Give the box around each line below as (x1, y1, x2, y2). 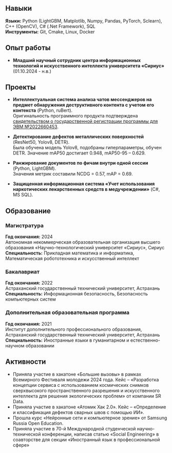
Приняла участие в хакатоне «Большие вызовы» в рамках (12, 371, 142, 377)
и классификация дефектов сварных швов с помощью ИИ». (12, 409, 145, 415)
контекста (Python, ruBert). (12, 107, 73, 113)
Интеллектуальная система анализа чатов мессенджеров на (12, 96, 152, 103)
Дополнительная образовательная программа (5, 309, 130, 316)
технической (12, 431, 41, 437)
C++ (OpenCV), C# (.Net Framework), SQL (5, 23, 96, 29)
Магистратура (5, 222, 44, 229)
